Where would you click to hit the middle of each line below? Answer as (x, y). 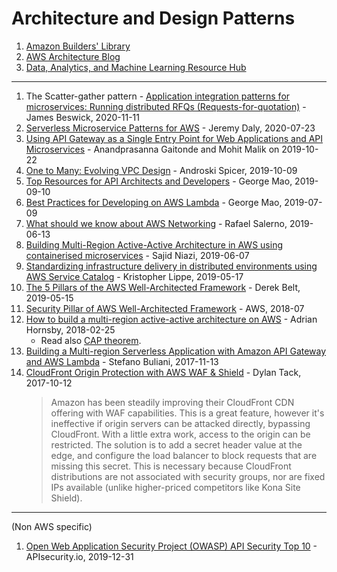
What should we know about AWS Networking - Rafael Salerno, (156, 223)
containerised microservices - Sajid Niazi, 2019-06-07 (137, 255)
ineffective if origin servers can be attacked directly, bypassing (180, 423)
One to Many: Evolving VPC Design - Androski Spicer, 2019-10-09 (161, 170)
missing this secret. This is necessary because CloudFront (171, 466)
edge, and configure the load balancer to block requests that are (184, 455)
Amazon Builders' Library (78, 46)
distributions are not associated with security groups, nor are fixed (188, 476)
